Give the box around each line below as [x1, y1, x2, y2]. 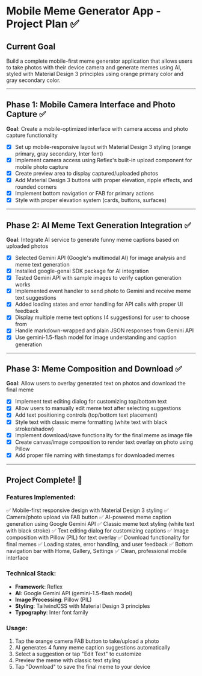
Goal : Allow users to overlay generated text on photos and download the [6, 380, 186, 387]
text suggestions [14, 294, 57, 302]
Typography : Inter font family [14, 608, 88, 616]
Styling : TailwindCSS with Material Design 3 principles [14, 602, 150, 610]
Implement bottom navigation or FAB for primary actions [14, 190, 155, 197]
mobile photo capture [14, 163, 69, 170]
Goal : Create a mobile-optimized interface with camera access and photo [6, 125, 188, 132]
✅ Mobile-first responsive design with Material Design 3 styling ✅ [6, 507, 169, 514]
